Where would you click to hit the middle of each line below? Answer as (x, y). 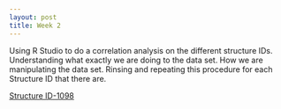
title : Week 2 (35, 25)
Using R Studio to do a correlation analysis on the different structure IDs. (141, 50)
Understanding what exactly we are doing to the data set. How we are (136, 60)
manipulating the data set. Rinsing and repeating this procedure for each (141, 69)
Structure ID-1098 (42, 95)
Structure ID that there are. (58, 78)
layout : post (33, 17)
